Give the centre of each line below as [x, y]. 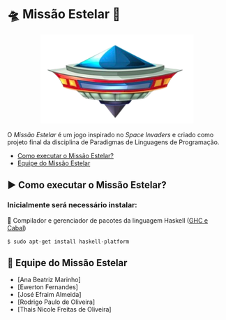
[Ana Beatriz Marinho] [49, 280]
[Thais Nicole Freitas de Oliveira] [64, 309]
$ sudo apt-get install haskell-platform [68, 242]
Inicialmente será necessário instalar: [72, 205]
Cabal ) [17, 228]
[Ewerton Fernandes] [48, 287]
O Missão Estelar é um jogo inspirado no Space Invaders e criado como [111, 134]
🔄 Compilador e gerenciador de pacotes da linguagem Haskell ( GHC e [108, 220]
